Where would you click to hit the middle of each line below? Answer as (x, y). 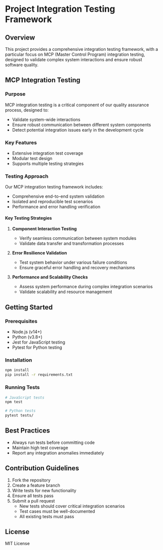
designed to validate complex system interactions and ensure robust (74, 59)
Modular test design (32, 158)
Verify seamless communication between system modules (78, 238)
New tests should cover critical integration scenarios (72, 506)
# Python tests (20, 411)
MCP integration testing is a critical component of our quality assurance (77, 105)
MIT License (18, 544)
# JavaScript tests (25, 397)
